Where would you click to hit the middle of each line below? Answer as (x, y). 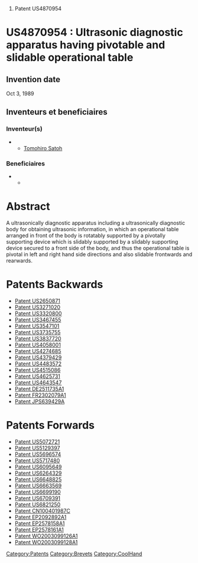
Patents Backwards (55, 285)
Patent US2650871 (38, 300)
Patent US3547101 (37, 326)
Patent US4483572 (38, 364)
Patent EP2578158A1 (40, 523)
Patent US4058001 (38, 345)
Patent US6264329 (38, 473)
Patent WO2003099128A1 (46, 542)
